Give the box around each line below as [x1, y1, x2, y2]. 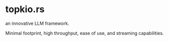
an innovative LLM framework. [5, 20, 70, 26]
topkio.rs [5, 4, 45, 15]
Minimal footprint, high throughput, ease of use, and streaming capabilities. [5, 30, 164, 36]
